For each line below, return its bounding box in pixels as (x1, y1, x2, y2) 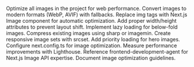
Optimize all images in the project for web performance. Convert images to (6, 5, 186, 12)
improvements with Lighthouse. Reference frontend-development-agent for (6, 48, 189, 55)
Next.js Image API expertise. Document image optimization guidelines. (6, 55, 176, 61)
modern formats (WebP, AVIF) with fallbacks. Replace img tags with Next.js (6, 11, 188, 18)
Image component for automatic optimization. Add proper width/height (6, 17, 177, 24)
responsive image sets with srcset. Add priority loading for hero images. (6, 36, 181, 43)
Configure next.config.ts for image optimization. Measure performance (6, 42, 178, 49)
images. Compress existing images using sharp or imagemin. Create (6, 30, 171, 37)
